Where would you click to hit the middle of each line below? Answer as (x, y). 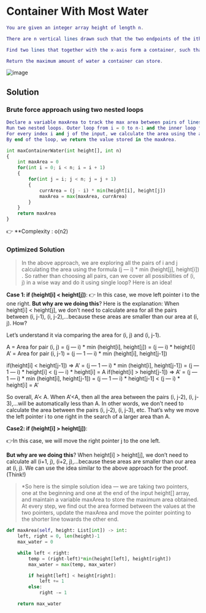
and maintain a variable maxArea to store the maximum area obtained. (110, 500)
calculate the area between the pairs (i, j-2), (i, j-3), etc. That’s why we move (103, 410)
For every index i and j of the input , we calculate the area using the (101, 133)
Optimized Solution (36, 249)
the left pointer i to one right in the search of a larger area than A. (88, 417)
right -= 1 (53, 593)
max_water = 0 (35, 542)
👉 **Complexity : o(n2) (37, 231)
